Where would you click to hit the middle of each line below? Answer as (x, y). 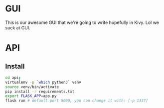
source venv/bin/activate (32, 87)
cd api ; (13, 78)
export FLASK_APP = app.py (31, 96)
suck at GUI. (18, 27)
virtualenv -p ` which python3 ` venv (43, 82)
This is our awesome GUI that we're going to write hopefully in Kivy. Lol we (82, 22)
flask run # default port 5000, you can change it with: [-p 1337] (77, 101)
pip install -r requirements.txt (40, 92)
